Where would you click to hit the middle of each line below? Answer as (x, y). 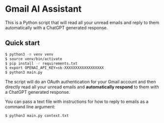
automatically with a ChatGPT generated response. (57, 27)
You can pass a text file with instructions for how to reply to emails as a (77, 102)
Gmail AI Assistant (43, 9)
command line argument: (30, 107)
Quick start (23, 43)
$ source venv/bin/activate (34, 59)
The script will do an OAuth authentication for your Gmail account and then (81, 82)
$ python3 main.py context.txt (37, 116)
